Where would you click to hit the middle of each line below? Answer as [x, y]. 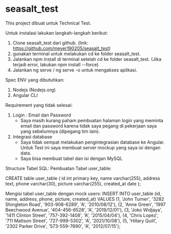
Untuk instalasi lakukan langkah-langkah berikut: [57, 33]
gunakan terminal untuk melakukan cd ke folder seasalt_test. [77, 54]
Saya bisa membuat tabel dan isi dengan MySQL [71, 158]
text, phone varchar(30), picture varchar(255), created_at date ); [73, 183]
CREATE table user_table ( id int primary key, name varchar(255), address [83, 178]
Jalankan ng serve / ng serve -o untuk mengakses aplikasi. [75, 70]
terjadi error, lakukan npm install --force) [56, 64]
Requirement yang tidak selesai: [39, 105]
